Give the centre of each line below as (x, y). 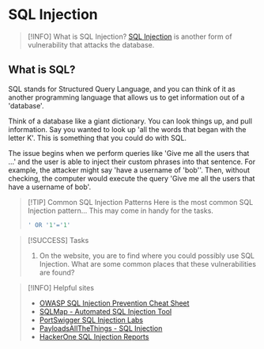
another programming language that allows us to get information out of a (126, 97)
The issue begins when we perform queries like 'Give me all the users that (129, 153)
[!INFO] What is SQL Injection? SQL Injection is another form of (130, 36)
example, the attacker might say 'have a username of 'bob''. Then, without (129, 170)
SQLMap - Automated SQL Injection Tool (106, 311)
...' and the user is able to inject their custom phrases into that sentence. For (132, 161)
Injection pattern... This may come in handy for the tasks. (120, 211)
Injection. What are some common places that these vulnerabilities (148, 264)
